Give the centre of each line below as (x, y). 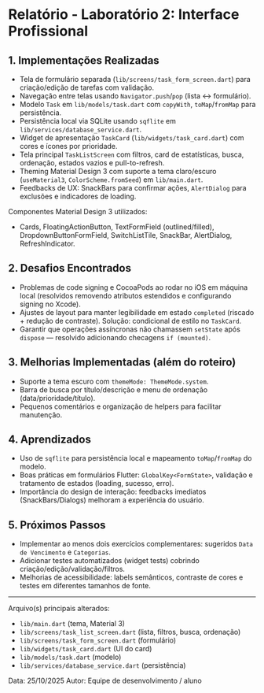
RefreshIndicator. (48, 243)
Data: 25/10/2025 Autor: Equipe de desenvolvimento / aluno (105, 681)
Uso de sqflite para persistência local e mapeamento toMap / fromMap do (136, 458)
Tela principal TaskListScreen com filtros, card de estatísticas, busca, (132, 154)
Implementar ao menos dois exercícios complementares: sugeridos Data (136, 544)
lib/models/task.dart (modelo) (70, 657)
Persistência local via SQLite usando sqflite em (98, 121)
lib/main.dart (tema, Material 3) (72, 624)
